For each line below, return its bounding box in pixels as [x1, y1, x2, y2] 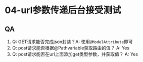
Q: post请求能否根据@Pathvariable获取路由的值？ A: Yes [12, 45, 130, 50]
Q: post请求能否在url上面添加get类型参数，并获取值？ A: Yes [12, 51, 138, 57]
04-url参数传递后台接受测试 [5, 4, 121, 16]
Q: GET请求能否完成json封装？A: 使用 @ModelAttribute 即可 [12, 38, 133, 44]
